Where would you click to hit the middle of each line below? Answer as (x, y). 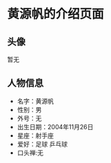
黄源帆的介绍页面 (56, 14)
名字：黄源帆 (35, 101)
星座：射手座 (35, 135)
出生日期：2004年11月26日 (55, 127)
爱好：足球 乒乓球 (42, 144)
